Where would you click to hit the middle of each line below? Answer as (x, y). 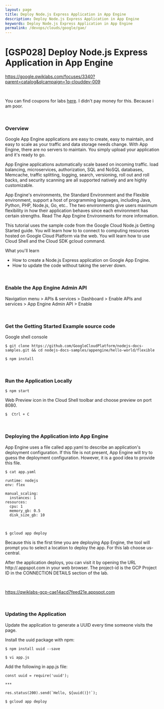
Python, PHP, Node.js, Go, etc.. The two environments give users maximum (81, 206)
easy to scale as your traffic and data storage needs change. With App (77, 144)
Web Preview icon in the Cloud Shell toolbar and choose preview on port (78, 400)
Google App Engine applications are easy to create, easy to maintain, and (79, 139)
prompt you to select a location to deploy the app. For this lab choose (75, 547)
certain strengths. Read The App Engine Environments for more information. (82, 216)
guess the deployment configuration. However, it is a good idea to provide (80, 458)
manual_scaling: (22, 494)
